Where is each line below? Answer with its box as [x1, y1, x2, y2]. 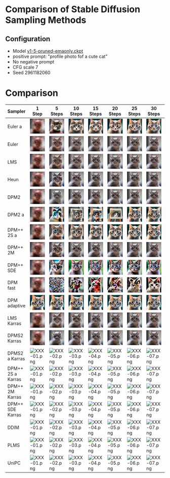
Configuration [5, 35, 51, 43]
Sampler [7, 108, 26, 114]
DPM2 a [7, 212, 24, 218]
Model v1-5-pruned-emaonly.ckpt [12, 48, 83, 54]
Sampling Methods [5, 14, 87, 26]
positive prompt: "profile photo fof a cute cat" [12, 53, 108, 59]
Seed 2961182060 [12, 70, 51, 76]
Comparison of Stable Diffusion [5, 4, 141, 15]
